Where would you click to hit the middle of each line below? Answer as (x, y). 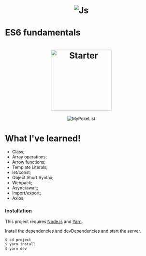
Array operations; (29, 157)
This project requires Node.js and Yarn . (44, 222)
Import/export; (26, 193)
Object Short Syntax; (33, 178)
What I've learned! (43, 138)
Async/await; (25, 188)
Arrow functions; (29, 162)
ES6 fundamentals (43, 33)
